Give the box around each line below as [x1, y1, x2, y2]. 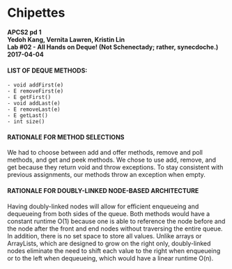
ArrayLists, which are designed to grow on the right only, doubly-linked [7, 239, 211, 247]
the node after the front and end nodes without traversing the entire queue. [7, 224, 223, 233]
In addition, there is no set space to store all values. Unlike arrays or [7, 231, 202, 240]
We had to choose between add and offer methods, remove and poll [7, 148, 203, 157]
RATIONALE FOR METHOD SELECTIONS [7, 132, 125, 141]
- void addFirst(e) [7, 82, 64, 89]
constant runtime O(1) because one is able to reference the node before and [7, 217, 226, 225]
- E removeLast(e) [7, 106, 61, 113]
